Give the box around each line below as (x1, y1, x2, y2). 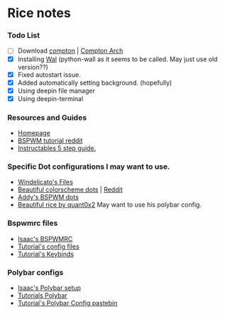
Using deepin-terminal (17, 94, 84, 103)
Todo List (7, 31, 40, 41)
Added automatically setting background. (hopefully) (17, 78, 172, 87)
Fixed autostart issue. (17, 70, 81, 79)
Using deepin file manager (17, 86, 96, 95)
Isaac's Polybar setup (17, 283, 82, 293)
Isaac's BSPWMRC (17, 234, 73, 243)
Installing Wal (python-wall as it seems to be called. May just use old (17, 55, 218, 63)
